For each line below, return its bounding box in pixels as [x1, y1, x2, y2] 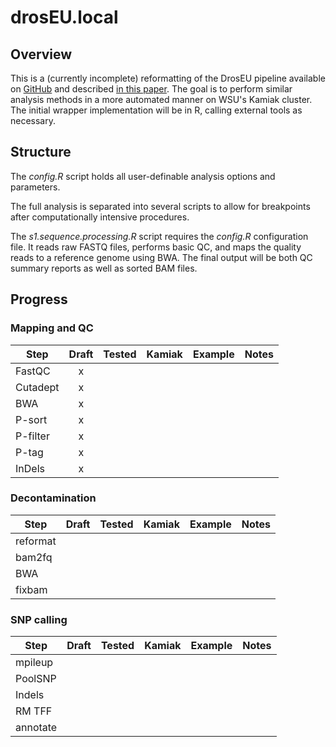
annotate [15, 721, 58, 735]
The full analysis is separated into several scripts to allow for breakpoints [10, 200, 311, 212]
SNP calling [10, 612, 68, 626]
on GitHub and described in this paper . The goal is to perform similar [10, 83, 293, 95]
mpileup [15, 656, 54, 670]
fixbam [15, 582, 48, 596]
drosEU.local [10, 6, 119, 29]
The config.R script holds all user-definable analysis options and [10, 170, 276, 182]
